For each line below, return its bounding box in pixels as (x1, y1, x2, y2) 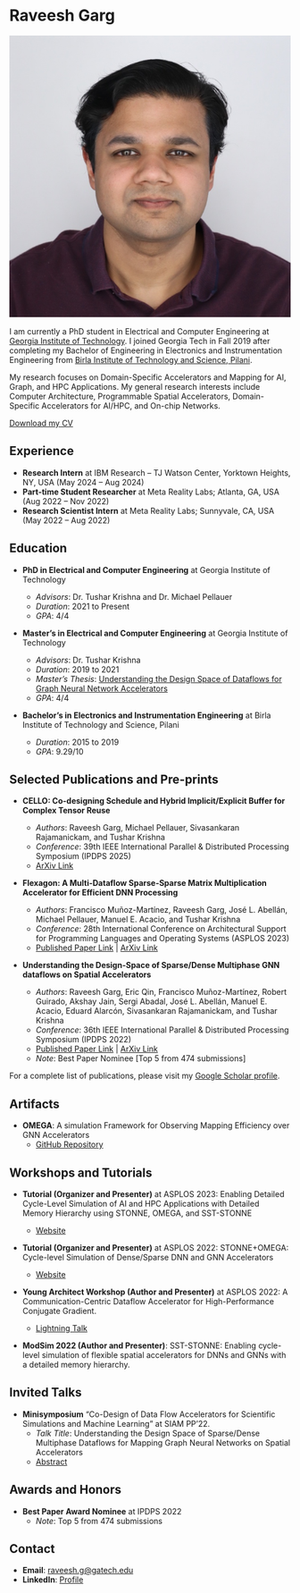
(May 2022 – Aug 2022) (21, 515, 111, 526)
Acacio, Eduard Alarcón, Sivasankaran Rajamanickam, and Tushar (35, 1006, 279, 1016)
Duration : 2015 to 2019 (35, 737, 120, 747)
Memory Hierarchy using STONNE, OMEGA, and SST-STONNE (21, 1208, 253, 1218)
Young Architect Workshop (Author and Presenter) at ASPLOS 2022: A (21, 1286, 288, 1297)
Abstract (35, 1456, 68, 1467)
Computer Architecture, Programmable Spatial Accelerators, (9, 391, 230, 401)
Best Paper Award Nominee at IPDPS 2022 (21, 1505, 182, 1516)
